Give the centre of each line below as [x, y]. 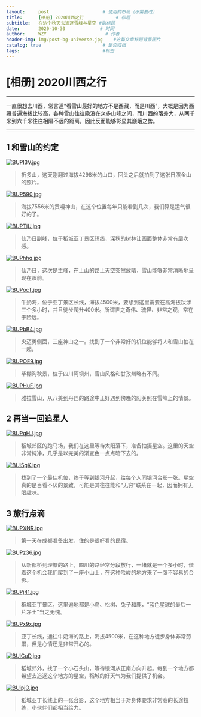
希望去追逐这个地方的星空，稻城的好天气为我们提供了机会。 [94, 676]
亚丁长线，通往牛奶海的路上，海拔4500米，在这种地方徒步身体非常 [103, 637]
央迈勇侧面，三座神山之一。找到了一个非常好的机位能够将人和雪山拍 [105, 341]
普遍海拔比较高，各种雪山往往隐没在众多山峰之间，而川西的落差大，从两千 [103, 113]
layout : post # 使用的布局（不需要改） [82, 12]
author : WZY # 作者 [63, 34]
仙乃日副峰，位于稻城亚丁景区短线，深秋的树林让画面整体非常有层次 [105, 238]
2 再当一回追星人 [37, 418]
